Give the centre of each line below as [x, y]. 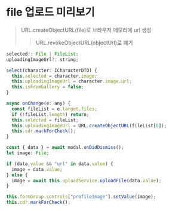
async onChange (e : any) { [38, 103]
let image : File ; [28, 153]
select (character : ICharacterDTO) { [52, 70]
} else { [17, 175]
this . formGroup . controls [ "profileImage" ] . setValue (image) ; [81, 197]
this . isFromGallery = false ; [48, 87]
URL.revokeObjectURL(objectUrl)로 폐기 [84, 42]
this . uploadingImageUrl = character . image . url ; [72, 81]
